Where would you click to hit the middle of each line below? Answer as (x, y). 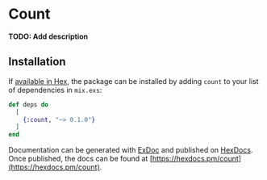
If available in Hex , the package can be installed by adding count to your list (134, 81)
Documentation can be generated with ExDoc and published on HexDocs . (131, 150)
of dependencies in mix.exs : (55, 90)
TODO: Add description (48, 36)
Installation (37, 62)
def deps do (28, 105)
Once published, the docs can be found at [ (81, 159)
